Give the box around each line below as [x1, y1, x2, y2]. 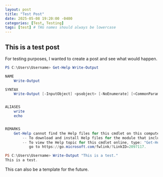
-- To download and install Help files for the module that [22, 135, 147, 140]
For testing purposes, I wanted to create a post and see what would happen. [5, 56, 158, 61]
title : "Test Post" [5, 12, 45, 16]
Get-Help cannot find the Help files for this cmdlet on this [14, 131, 142, 136]
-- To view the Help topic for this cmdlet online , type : [22, 140, 142, 145]
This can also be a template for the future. [5, 166, 89, 172]
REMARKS [5, 126, 21, 131]
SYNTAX [5, 87, 18, 92]
